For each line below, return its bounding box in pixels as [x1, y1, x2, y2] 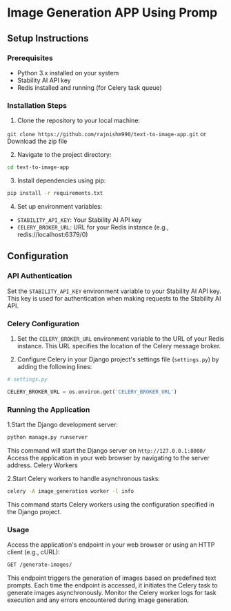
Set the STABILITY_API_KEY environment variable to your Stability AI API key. [7, 287, 222, 295]
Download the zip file [7, 137, 68, 146]
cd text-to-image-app [7, 164, 70, 171]
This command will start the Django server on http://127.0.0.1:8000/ [7, 446, 206, 454]
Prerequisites [7, 53, 53, 63]
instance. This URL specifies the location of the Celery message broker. [17, 341, 221, 350]
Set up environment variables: [17, 202, 103, 210]
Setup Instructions [7, 32, 89, 44]
